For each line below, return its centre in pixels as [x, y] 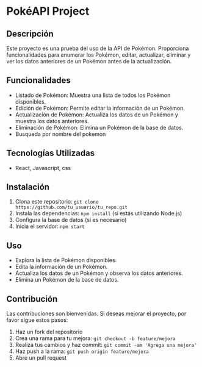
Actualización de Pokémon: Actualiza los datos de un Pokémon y [96, 115]
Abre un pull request [41, 358]
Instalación [28, 187]
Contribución [32, 299]
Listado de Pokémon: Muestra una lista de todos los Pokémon [93, 95]
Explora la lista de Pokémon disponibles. [66, 260]
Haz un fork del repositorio [49, 332]
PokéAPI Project [48, 11]
